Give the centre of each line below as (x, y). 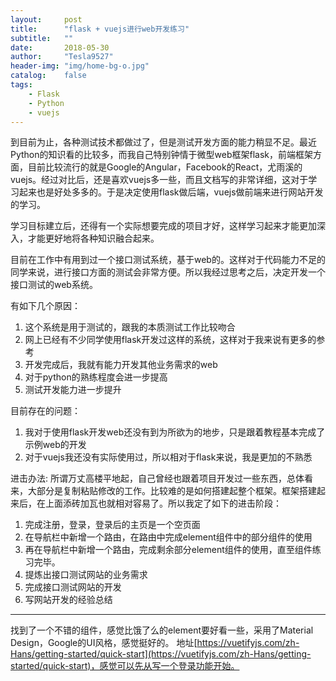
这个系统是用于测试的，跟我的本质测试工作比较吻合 (130, 327)
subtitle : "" (42, 38)
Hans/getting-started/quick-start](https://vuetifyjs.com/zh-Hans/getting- (161, 654)
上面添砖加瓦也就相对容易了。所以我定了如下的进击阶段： (163, 503)
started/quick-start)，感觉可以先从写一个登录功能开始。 (125, 666)
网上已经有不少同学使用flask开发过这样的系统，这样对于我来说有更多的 (170, 340)
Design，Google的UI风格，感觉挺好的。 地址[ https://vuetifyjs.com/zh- (155, 643)
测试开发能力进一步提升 (73, 390)
